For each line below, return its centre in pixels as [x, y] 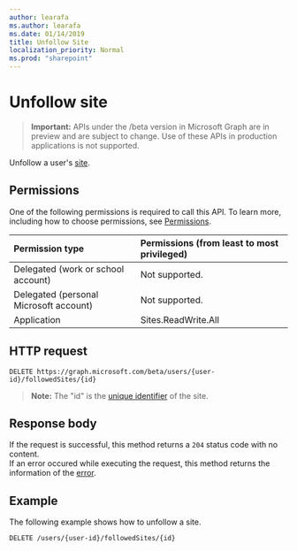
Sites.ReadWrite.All [179, 319]
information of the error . [53, 473]
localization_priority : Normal [67, 50]
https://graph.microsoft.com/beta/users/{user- [126, 371]
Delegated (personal [56, 295]
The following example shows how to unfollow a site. [105, 522]
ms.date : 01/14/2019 [47, 34]
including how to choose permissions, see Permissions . [110, 221]
